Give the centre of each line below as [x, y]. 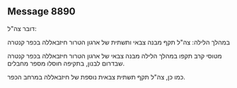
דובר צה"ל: [22, 28]
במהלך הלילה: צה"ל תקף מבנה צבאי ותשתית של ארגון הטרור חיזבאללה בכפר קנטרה [119, 42]
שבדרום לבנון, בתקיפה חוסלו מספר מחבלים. [66, 63]
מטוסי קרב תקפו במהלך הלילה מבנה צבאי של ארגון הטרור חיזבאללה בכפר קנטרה [115, 56]
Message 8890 [41, 12]
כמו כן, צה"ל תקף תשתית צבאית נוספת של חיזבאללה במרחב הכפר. [97, 77]
